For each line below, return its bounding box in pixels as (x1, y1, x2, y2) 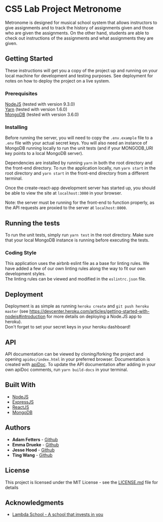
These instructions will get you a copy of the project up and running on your (5, 67, 158, 73)
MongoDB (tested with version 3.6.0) (5, 111, 79, 118)
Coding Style (5, 249, 37, 256)
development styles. (5, 271, 46, 277)
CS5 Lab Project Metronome (5, 3, 122, 15)
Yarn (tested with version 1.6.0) (5, 107, 67, 112)
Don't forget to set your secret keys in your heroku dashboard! (5, 324, 131, 330)
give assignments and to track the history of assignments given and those (5, 24, 154, 30)
